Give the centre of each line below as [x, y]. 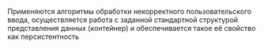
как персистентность [43, 36]
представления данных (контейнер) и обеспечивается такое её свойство [132, 28]
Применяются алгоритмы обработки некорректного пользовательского [130, 11]
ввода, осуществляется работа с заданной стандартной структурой [123, 20]
